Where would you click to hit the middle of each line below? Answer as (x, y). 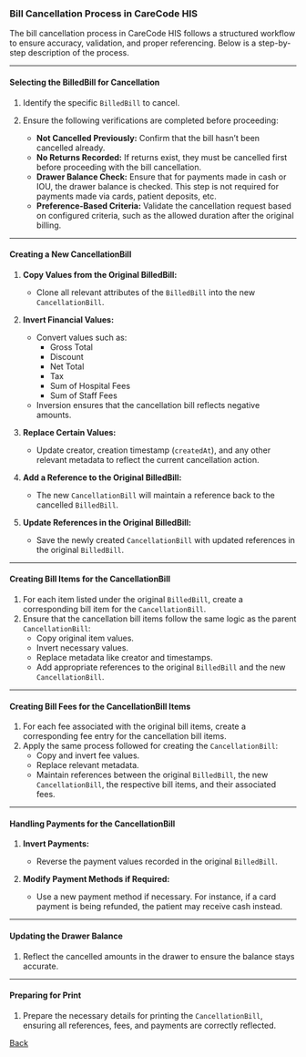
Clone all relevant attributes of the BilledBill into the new (146, 292)
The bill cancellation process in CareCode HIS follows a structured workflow (153, 34)
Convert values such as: (82, 337)
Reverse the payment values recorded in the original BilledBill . (157, 862)
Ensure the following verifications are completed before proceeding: (151, 120)
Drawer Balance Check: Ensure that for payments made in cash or (161, 177)
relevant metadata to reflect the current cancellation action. (148, 459)
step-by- (275, 43)
